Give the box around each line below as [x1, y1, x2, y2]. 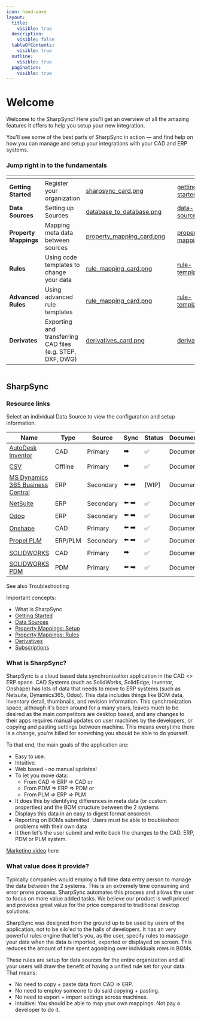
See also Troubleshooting [6, 583, 69, 590]
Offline [54, 462, 74, 471]
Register [44, 179, 69, 187]
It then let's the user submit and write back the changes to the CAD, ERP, [14, 829, 195, 836]
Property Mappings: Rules [14, 631, 80, 638]
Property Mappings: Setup [14, 625, 80, 632]
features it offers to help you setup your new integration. [6, 122, 145, 129]
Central [9, 489, 30, 497]
